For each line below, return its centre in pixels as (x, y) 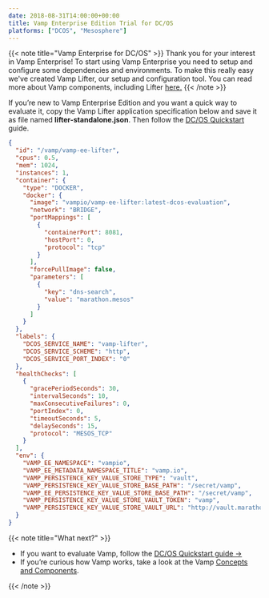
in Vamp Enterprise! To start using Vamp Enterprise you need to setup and (130, 62)
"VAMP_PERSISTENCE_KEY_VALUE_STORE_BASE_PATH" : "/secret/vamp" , (132, 485)
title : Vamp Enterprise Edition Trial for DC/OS (91, 23)
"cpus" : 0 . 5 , (37, 158)
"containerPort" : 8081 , (84, 232)
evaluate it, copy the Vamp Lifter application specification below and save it (133, 111)
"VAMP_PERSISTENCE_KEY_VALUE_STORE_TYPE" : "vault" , (110, 478)
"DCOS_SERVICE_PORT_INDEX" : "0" (76, 359)
